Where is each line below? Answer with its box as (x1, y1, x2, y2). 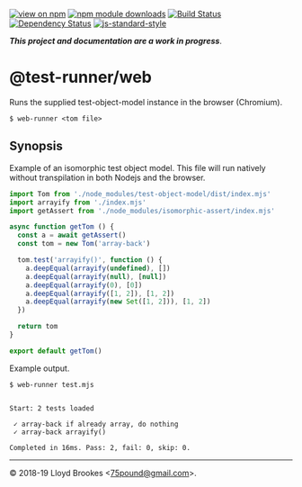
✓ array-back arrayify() (13, 428, 106, 437)
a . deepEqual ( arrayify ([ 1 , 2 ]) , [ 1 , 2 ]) (25, 289, 175, 298)
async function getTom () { (9, 222, 115, 231)
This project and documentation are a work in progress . (9, 36, 223, 46)
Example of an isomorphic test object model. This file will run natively (9, 162, 267, 173)
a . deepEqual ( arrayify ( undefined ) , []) (25, 264, 171, 273)
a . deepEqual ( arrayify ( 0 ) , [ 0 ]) (25, 280, 143, 290)
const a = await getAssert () (17, 230, 127, 240)
